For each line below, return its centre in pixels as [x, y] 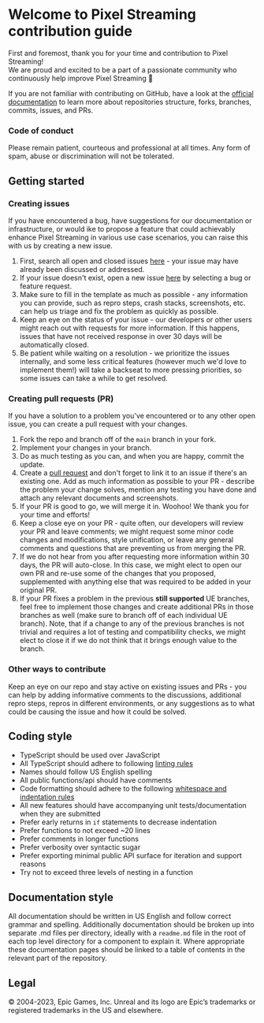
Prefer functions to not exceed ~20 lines [85, 831]
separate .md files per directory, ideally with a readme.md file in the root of [127, 933]
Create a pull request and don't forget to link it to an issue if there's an [133, 473]
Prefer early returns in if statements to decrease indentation [118, 822]
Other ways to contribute [57, 669]
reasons [33, 864]
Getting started [46, 181]
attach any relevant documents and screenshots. [99, 498]
